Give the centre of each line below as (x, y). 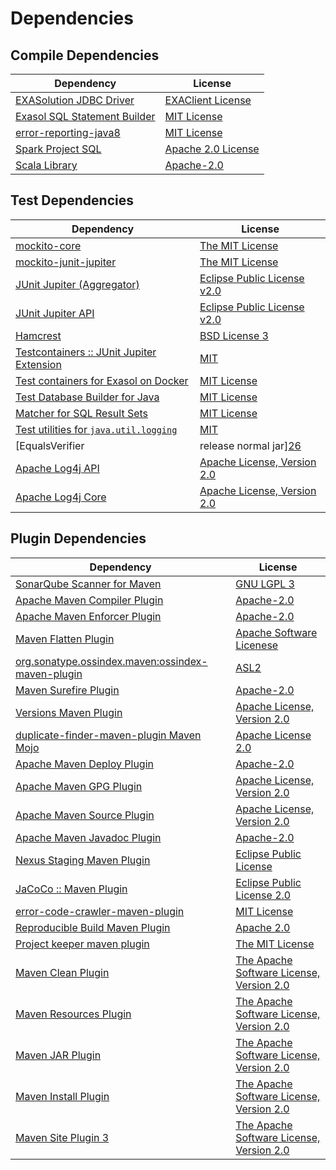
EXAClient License (208, 100)
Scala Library (46, 165)
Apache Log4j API (57, 468)
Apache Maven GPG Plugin (79, 786)
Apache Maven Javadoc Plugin (88, 837)
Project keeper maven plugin (82, 944)
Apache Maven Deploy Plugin (84, 764)
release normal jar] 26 (250, 445)
